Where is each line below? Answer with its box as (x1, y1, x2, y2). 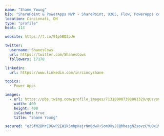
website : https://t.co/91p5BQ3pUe (5, 34, 76, 39)
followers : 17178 (9, 57, 45, 62)
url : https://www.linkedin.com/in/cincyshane (9, 70, 104, 75)
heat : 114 (5, 25, 25, 30)
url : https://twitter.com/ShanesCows (9, 52, 86, 57)
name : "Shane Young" (5, 7, 47, 12)
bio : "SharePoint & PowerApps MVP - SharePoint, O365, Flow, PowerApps (5, 12, 154, 17)
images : (5, 92, 21, 97)
